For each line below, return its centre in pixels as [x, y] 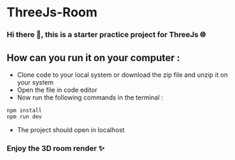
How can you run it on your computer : [94, 58]
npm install [24, 110]
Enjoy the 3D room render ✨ [56, 148]
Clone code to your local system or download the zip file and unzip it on [122, 75]
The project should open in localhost [71, 129]
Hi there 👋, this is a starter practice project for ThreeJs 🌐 [106, 35]
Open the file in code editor [57, 90]
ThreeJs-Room [52, 12]
